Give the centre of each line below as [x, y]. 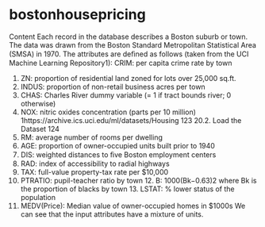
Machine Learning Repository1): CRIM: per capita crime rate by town [121, 63]
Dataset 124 [40, 129]
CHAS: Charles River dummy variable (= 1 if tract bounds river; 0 [126, 95]
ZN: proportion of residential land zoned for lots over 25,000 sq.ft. [128, 78]
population [38, 197]
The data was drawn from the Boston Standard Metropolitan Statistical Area [133, 44]
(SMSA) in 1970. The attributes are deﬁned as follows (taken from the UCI [129, 54]
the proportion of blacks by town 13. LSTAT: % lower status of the [127, 189]
